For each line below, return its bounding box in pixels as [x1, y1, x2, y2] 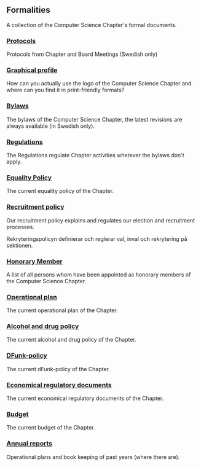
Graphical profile [6, 66, 58, 74]
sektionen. [6, 241, 33, 249]
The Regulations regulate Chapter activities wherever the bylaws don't [6, 152, 184, 159]
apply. [6, 158, 22, 165]
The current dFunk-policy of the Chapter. [6, 365, 111, 372]
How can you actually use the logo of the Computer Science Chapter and [6, 80, 192, 87]
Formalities [6, 5, 50, 15]
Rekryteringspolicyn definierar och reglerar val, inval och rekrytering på [6, 235, 187, 242]
